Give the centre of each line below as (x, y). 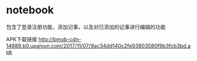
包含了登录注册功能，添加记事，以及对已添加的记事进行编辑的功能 (86, 27)
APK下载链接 (22, 39)
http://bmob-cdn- (59, 39)
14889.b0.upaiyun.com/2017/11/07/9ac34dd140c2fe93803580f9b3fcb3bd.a (98, 46)
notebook (30, 10)
